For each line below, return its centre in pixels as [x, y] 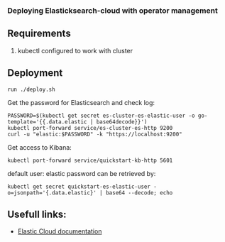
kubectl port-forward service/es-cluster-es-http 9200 [90, 128]
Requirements [39, 34]
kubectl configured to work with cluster [75, 50]
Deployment [35, 73]
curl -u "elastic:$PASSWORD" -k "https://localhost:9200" [95, 134]
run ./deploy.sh [31, 89]
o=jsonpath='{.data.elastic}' [52, 193]
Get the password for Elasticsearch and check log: [81, 102]
